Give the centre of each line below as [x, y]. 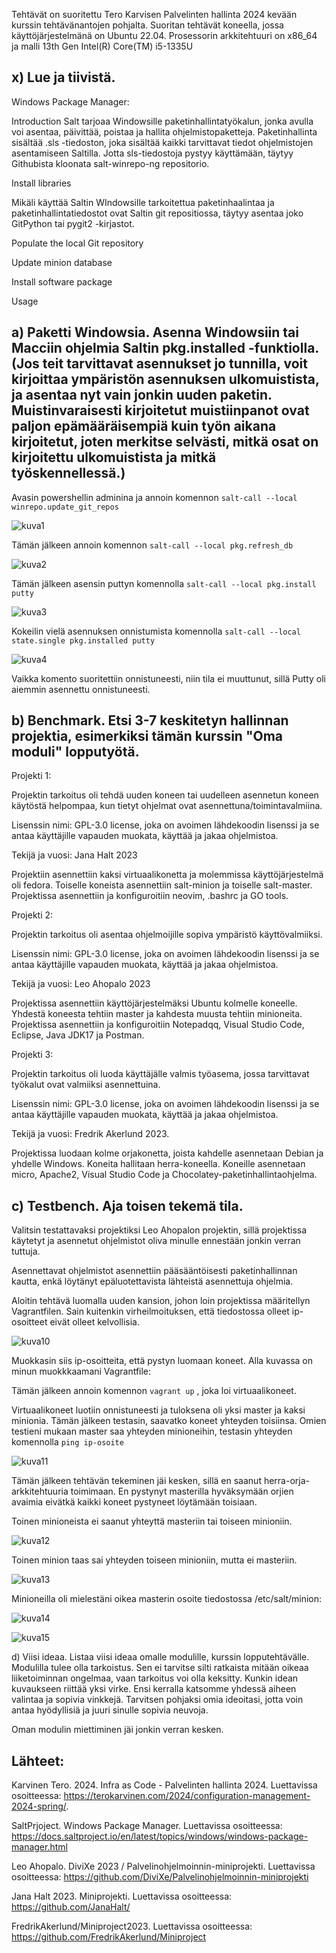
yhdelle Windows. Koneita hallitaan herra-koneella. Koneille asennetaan [158, 1164]
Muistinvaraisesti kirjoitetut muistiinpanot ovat [160, 410]
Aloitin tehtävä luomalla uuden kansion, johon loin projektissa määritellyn [161, 1301]
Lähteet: [38, 1760]
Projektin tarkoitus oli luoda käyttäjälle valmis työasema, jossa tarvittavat [160, 1074]
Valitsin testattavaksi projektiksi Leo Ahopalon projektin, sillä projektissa [159, 1230]
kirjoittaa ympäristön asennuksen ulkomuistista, [165, 379]
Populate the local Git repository [77, 243]
